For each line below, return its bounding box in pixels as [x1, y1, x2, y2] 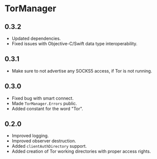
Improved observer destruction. [11, 138, 76, 144]
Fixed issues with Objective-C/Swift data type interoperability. [11, 41, 138, 47]
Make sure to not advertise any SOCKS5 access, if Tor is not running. [11, 68, 152, 74]
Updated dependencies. [11, 35, 61, 41]
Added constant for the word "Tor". [11, 106, 83, 111]
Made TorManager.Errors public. [11, 100, 77, 106]
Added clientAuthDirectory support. [11, 143, 87, 149]
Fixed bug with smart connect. [11, 95, 74, 101]
